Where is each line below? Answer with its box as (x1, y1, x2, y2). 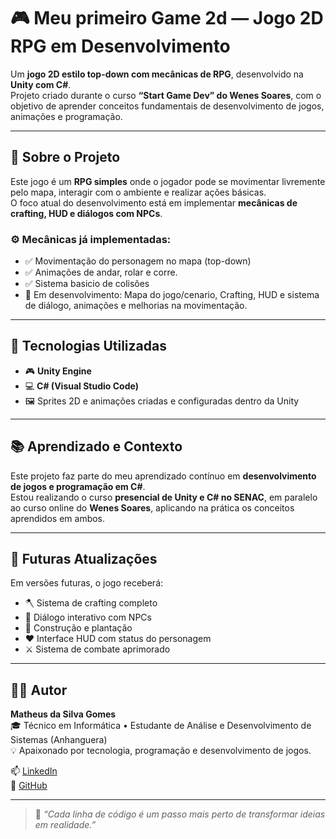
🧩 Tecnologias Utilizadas (10, 338, 167, 355)
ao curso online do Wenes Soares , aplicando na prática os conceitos (10, 501, 295, 514)
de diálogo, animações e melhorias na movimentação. (24, 300, 248, 312)
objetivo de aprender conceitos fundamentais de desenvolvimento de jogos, (10, 100, 325, 112)
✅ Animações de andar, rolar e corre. (24, 266, 178, 279)
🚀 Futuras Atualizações (10, 551, 158, 568)
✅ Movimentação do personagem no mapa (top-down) (24, 255, 252, 267)
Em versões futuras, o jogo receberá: (10, 577, 164, 589)
